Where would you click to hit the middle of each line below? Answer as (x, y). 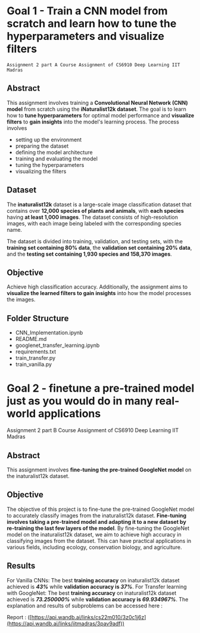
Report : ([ (19, 617)
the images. (21, 300)
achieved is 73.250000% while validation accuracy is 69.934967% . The (98, 599)
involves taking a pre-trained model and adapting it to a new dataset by (96, 522)
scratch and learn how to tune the (92, 24)
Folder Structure (38, 318)
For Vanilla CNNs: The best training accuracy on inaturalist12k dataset (93, 580)
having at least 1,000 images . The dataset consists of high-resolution (92, 217)
